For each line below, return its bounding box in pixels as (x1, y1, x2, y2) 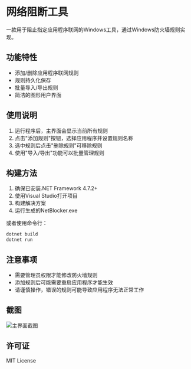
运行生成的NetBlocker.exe (14, 207, 78, 214)
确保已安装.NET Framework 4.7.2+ (14, 185, 98, 192)
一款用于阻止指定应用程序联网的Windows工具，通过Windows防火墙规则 (6, 26, 181, 33)
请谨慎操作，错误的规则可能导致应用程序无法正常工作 (14, 286, 144, 293)
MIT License (6, 357, 37, 364)
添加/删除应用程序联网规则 (14, 69, 79, 76)
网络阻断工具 (6, 5, 69, 19)
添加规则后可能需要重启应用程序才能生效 (14, 279, 113, 286)
